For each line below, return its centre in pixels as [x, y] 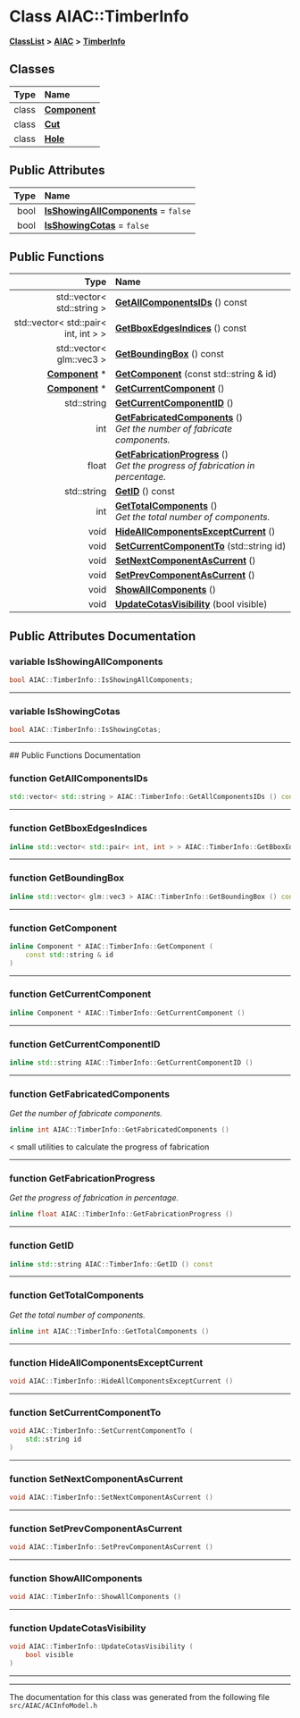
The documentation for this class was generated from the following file [140, 1697]
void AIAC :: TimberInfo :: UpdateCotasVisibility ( [101, 1646]
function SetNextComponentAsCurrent [96, 1478]
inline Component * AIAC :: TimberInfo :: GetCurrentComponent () [127, 1013]
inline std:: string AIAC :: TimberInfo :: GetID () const [112, 1264]
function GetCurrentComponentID [85, 1044]
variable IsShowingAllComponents [86, 661]
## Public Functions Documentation [75, 755]
